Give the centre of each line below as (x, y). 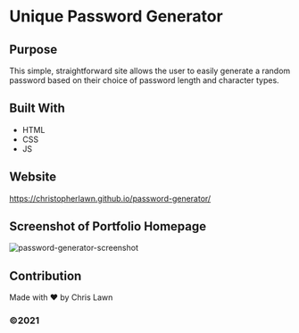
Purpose (33, 50)
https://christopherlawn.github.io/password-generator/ (110, 198)
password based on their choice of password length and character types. (144, 80)
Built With (37, 108)
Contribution (46, 275)
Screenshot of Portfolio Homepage (108, 226)
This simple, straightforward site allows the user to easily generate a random (150, 71)
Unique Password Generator (116, 17)
